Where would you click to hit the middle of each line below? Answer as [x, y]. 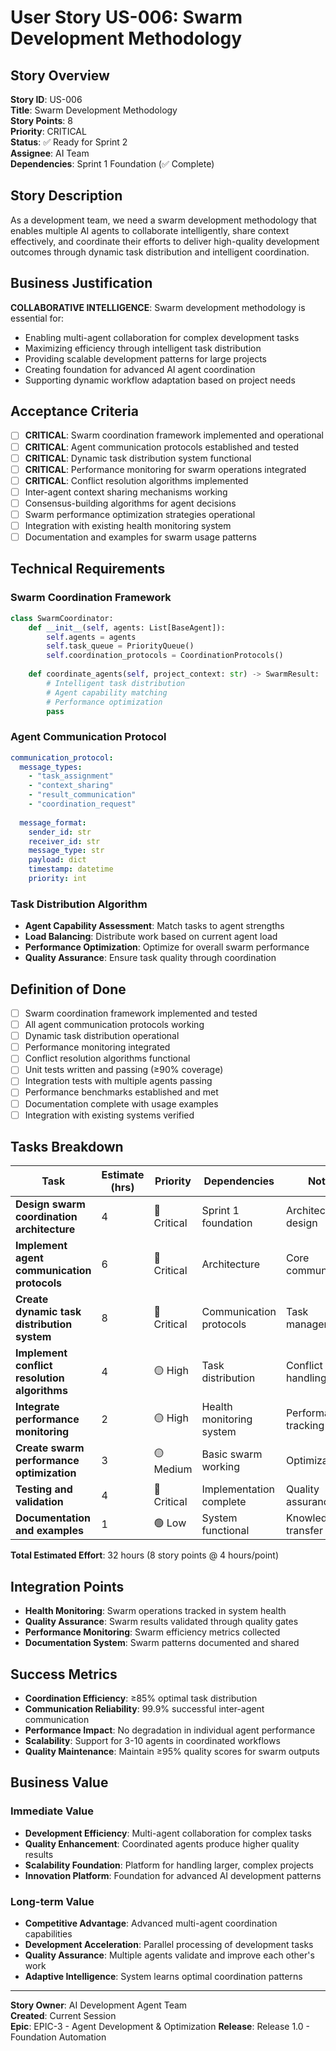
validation [39, 1502]
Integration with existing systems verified [109, 1115]
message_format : [53, 822]
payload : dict [57, 860]
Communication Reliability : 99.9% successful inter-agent [144, 1709]
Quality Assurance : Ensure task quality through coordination [150, 958]
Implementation [238, 1489]
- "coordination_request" [82, 804]
